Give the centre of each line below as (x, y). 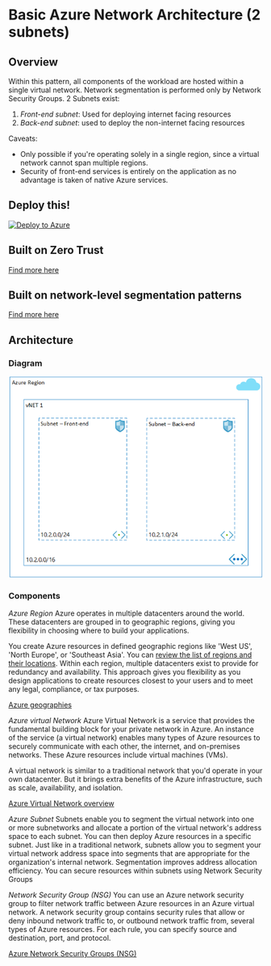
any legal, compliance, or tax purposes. (74, 688)
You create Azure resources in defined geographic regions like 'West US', (130, 646)
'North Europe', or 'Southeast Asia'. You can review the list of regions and (130, 655)
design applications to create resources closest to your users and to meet (131, 680)
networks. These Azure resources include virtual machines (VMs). (118, 755)
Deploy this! (40, 205)
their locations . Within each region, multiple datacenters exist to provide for (133, 663)
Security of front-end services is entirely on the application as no (128, 171)
